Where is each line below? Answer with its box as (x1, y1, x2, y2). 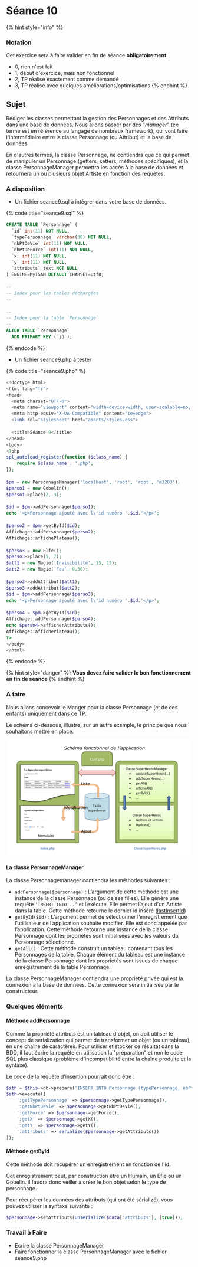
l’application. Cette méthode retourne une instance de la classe (14, 926, 169, 933)
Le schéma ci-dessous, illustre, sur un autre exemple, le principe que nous (6, 721, 187, 728)
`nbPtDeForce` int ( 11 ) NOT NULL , (11, 247, 94, 253)
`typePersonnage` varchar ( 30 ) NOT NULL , (11, 234, 112, 240)
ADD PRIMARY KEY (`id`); (11, 334, 72, 340)
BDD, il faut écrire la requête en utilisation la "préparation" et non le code (6, 1049, 183, 1056)
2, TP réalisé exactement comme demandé (14, 76, 119, 83)
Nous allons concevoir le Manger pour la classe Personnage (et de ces (6, 703, 178, 711)
